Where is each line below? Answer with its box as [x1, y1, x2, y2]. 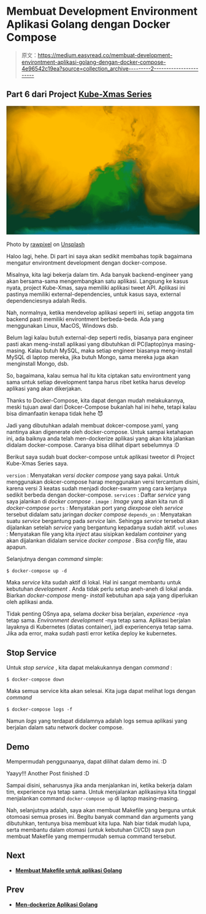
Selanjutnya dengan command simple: [6, 556, 103, 563]
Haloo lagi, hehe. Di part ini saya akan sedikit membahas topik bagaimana [6, 253, 193, 260]
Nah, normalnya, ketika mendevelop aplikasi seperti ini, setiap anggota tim [6, 309, 194, 317]
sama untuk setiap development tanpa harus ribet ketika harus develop [6, 379, 186, 386]
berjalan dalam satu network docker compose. [6, 724, 124, 731]
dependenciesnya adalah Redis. [6, 297, 87, 304]
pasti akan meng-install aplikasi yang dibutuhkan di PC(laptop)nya [6, 341, 174, 348]
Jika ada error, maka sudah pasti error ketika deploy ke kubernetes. [6, 630, 177, 637]
